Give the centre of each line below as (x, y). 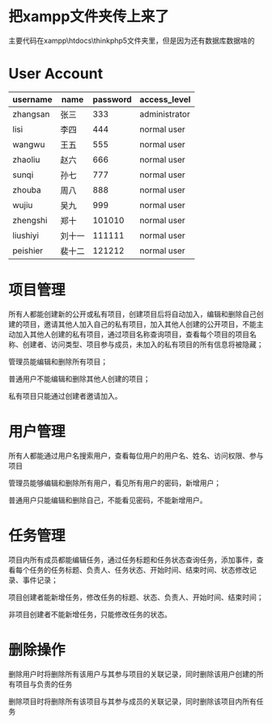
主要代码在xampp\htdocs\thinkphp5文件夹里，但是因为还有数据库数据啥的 (132, 40)
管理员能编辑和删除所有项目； (58, 362)
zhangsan (31, 114)
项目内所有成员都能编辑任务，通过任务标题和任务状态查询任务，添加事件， (132, 560)
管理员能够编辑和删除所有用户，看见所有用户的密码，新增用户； (115, 483)
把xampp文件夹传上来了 (89, 17)
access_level (165, 99)
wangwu (29, 144)
